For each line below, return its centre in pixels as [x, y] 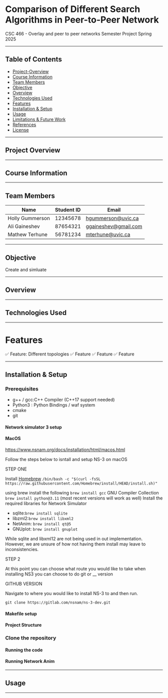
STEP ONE [16, 469]
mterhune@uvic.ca [108, 234]
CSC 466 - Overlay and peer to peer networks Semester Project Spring [78, 33]
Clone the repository [31, 638]
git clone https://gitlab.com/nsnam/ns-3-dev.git [58, 603]
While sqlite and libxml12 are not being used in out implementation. [74, 539]
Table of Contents [34, 59]
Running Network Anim [30, 661]
